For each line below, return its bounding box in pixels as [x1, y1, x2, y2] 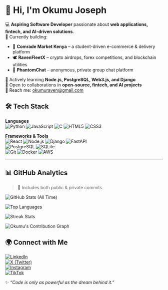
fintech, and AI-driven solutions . [5, 28, 74, 34]
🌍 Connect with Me [5, 238, 68, 247]
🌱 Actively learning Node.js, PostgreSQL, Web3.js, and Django [5, 76, 136, 82]
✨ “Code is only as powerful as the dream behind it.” [5, 280, 114, 286]
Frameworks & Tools [5, 133, 48, 139]
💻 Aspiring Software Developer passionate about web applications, [5, 21, 148, 27]
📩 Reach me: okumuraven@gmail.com [5, 87, 84, 93]
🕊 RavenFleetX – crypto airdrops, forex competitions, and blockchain [12, 54, 156, 60]
